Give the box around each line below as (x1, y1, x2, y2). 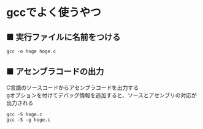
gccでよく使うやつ (6, 6, 101, 20)
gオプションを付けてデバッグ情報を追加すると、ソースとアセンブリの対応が (6, 91, 197, 98)
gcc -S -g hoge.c (6, 117, 51, 123)
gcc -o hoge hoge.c (6, 48, 56, 54)
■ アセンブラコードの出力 (6, 67, 104, 77)
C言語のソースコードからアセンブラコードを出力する (6, 84, 139, 91)
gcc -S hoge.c (6, 111, 43, 117)
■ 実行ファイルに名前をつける (6, 32, 121, 42)
